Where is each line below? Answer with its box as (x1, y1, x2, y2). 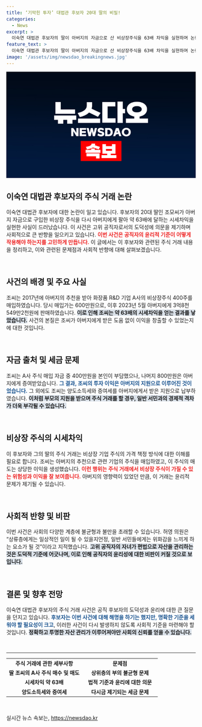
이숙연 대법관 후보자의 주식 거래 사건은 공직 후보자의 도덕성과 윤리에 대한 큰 (6, 606, 183, 613)
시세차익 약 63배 (25, 679, 64, 686)
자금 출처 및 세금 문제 (6, 355, 79, 365)
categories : (6, 16, 36, 22)
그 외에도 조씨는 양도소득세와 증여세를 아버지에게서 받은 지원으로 (29, 387, 180, 394)
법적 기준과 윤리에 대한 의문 (88, 679, 152, 686)
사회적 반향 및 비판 (6, 511, 70, 521)
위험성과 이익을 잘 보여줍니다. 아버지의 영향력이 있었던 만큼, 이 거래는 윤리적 (12, 472, 190, 480)
